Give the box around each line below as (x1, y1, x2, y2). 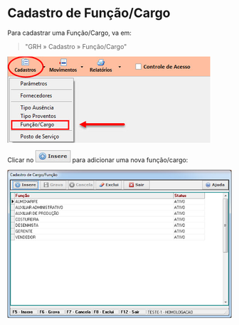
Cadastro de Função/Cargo (7, 5, 171, 21)
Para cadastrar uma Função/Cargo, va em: (7, 28, 132, 37)
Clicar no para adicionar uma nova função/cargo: (7, 155, 188, 164)
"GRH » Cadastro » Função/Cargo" (24, 42, 127, 50)
